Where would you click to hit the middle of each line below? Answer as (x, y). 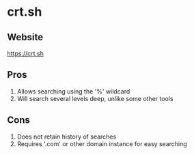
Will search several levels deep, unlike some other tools (95, 98)
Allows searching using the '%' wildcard (73, 91)
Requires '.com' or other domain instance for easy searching (102, 143)
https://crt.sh (26, 53)
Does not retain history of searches (67, 137)
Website (25, 37)
